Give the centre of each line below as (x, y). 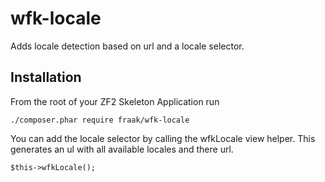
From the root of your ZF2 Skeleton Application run (115, 101)
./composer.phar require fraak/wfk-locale (100, 120)
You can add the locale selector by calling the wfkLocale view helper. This (163, 138)
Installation (46, 77)
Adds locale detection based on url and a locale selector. (127, 46)
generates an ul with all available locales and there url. (122, 149)
